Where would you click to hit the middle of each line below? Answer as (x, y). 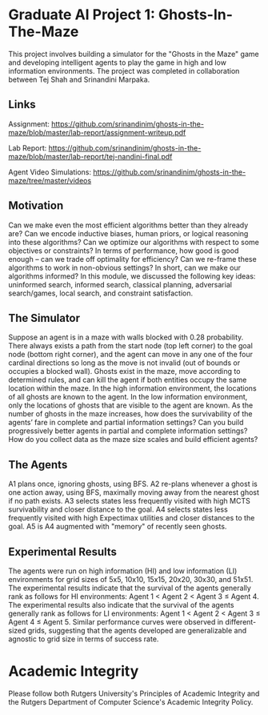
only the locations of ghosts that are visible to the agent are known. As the (131, 405)
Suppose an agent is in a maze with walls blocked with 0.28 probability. (126, 337)
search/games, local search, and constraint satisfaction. (101, 293)
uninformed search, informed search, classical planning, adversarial (120, 284)
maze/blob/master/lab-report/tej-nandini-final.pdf (90, 156)
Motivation (36, 206)
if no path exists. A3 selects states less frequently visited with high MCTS (129, 501)
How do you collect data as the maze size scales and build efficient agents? (133, 440)
